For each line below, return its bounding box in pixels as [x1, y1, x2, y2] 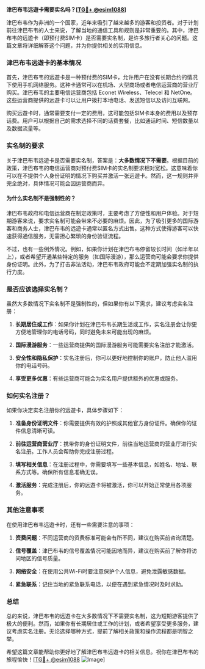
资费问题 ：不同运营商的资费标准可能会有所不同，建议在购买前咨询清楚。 [15, 534, 197, 541]
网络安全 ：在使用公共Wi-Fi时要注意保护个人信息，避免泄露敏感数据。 [15, 568, 190, 575]
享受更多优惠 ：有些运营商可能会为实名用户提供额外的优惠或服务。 [15, 375, 181, 382]
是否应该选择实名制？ [6, 285, 69, 293]
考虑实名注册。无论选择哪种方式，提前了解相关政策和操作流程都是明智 [11, 627, 188, 635]
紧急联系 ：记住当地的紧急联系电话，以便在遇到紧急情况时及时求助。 [15, 580, 187, 588]
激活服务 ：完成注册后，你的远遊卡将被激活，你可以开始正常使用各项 [15, 481, 187, 489]
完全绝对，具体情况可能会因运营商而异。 [6, 180, 108, 187]
